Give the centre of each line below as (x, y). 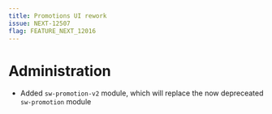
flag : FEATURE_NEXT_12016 (52, 31)
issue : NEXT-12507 (39, 23)
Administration (60, 71)
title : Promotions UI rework (58, 16)
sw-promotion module (56, 102)
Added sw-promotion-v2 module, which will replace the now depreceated (142, 93)
